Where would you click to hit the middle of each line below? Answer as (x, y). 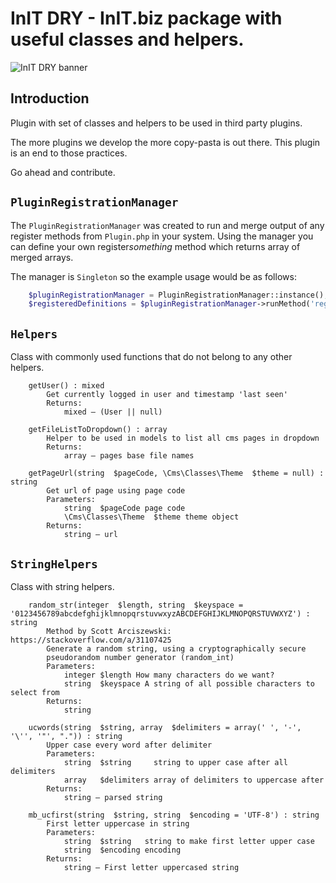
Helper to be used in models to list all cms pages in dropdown (183, 438)
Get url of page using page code (116, 491)
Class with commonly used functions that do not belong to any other (151, 357)
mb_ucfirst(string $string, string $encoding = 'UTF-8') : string (174, 815)
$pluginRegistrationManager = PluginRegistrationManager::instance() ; (178, 295)
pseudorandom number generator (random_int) (140, 657)
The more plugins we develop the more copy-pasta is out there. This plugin (165, 142)
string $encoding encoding (122, 850)
